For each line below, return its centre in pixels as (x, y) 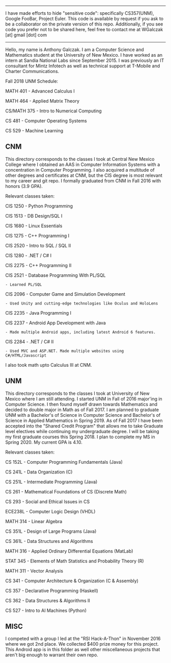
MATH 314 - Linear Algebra (34, 521)
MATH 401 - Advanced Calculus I (40, 91)
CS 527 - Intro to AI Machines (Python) (46, 610)
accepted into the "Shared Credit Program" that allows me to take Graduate (84, 426)
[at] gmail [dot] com (26, 35)
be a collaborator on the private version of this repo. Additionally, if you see (84, 24)
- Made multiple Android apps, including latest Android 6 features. (81, 332)
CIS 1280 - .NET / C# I (28, 255)
